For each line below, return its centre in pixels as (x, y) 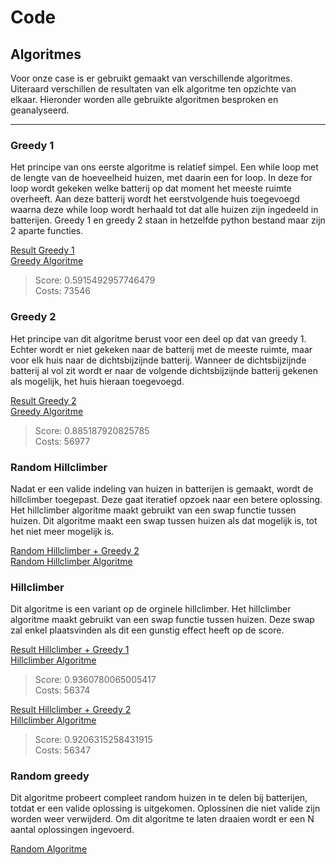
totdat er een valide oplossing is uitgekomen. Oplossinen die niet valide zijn (165, 808)
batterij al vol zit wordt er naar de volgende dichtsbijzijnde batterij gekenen (164, 370)
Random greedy (50, 776)
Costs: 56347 (63, 750)
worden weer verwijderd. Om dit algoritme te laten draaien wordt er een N (162, 819)
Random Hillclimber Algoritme (71, 561)
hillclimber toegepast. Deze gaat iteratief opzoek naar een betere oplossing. (166, 499)
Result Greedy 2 (43, 400)
